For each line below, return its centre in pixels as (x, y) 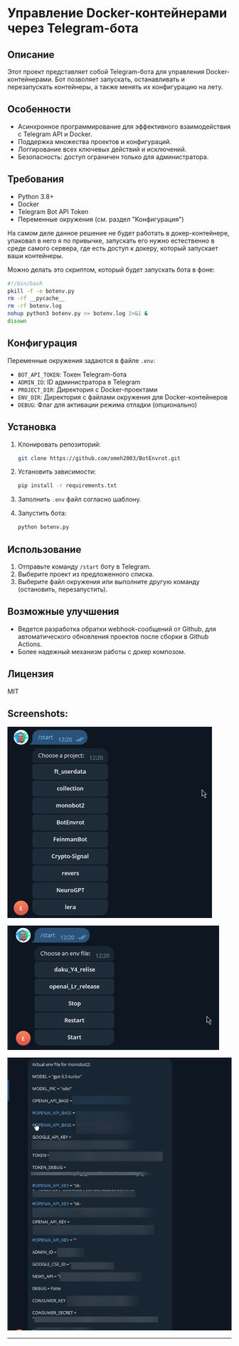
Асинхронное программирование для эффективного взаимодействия (124, 126)
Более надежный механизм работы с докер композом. (102, 651)
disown (17, 321)
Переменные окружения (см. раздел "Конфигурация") (101, 219)
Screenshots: (38, 714)
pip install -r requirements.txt (67, 486)
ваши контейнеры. (36, 255)
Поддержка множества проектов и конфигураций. (95, 141)
